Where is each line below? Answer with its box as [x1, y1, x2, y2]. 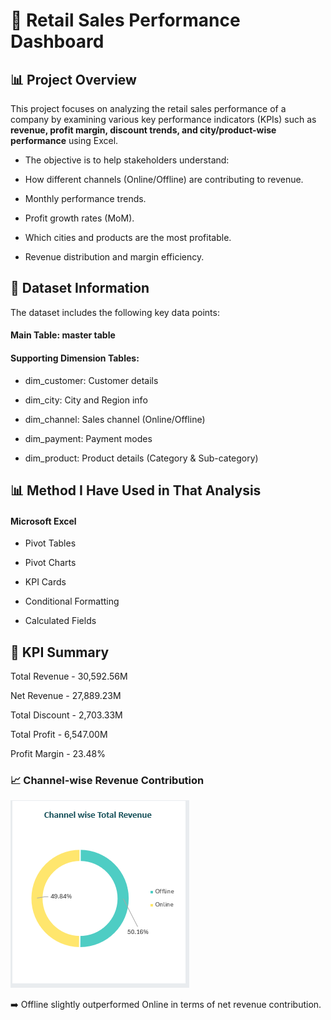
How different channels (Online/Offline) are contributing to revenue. [24, 174, 304, 185]
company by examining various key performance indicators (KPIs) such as [10, 114, 317, 125]
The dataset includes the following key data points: [10, 306, 220, 318]
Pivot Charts [24, 557, 77, 569]
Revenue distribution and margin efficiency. [24, 251, 205, 263]
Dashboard [10, 30, 105, 53]
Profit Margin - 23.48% [10, 748, 106, 760]
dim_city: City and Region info [24, 394, 148, 406]
